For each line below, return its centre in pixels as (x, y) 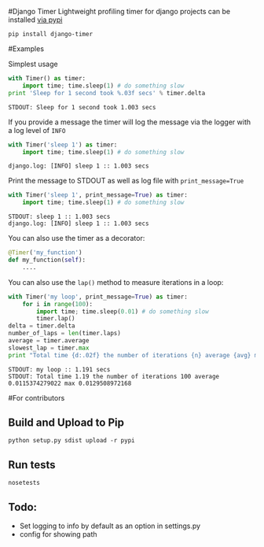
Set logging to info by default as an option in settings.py (110, 526)
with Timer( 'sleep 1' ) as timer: (63, 145)
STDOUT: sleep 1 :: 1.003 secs (59, 217)
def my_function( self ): (47, 260)
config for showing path (58, 534)
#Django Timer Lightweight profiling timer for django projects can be (119, 11)
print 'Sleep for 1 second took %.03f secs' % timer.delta (107, 93)
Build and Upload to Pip (66, 423)
